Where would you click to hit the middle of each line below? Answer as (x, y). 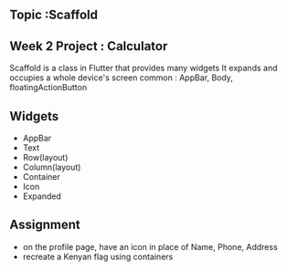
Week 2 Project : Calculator (89, 46)
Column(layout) (52, 167)
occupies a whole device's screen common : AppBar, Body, (121, 78)
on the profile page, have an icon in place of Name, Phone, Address (150, 246)
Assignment (45, 225)
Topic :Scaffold (54, 15)
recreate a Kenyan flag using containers (98, 256)
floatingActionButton (48, 88)
